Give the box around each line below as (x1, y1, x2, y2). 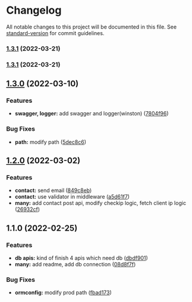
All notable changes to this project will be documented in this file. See (6, 23, 177, 30)
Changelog (6, 4, 62, 17)
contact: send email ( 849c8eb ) (14, 187, 92, 194)
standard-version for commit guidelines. (6, 29, 105, 36)
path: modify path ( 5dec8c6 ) (14, 138, 86, 146)
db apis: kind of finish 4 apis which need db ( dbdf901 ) (14, 254, 149, 262)
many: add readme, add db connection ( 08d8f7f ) (14, 261, 136, 268)
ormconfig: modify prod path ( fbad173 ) (14, 289, 112, 296)
